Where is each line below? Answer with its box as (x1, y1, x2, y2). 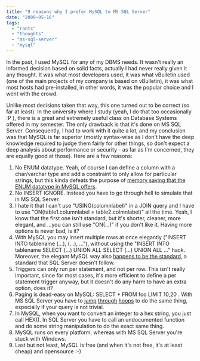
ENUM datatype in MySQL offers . (14, 183, 97, 190)
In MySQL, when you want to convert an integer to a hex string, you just (14, 310, 192, 317)
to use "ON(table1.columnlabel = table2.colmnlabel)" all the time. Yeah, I (14, 208, 192, 215)
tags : (6, 20, 20, 26)
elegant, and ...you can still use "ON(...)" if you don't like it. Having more (14, 221, 192, 228)
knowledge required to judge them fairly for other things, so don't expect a (6, 140, 190, 147)
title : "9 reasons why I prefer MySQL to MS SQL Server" (6, 8, 151, 15)
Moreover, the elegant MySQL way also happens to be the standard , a (14, 252, 187, 260)
